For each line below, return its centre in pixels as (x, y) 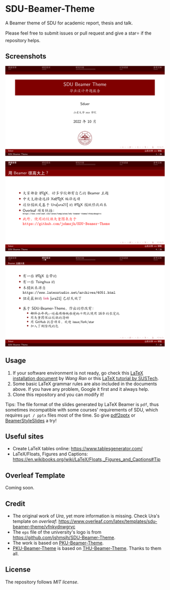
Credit (15, 504)
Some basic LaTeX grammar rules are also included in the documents (85, 384)
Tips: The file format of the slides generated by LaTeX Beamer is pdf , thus (82, 404)
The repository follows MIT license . (42, 582)
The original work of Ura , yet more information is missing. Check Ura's (86, 516)
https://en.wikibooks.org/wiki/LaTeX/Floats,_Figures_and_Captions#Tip (87, 459)
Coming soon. (20, 488)
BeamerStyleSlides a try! (31, 420)
